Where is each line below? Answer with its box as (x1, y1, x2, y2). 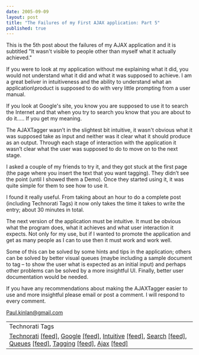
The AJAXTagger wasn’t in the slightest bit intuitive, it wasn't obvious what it (6, 126, 192, 134)
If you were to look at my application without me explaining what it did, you (6, 66, 188, 73)
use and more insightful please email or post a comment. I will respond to (6, 291, 185, 299)
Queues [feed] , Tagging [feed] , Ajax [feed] (9, 340, 129, 348)
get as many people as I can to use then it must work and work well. (6, 237, 172, 244)
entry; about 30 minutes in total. (6, 206, 85, 214)
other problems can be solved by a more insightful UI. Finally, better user (6, 267, 184, 274)
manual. (6, 91, 25, 98)
